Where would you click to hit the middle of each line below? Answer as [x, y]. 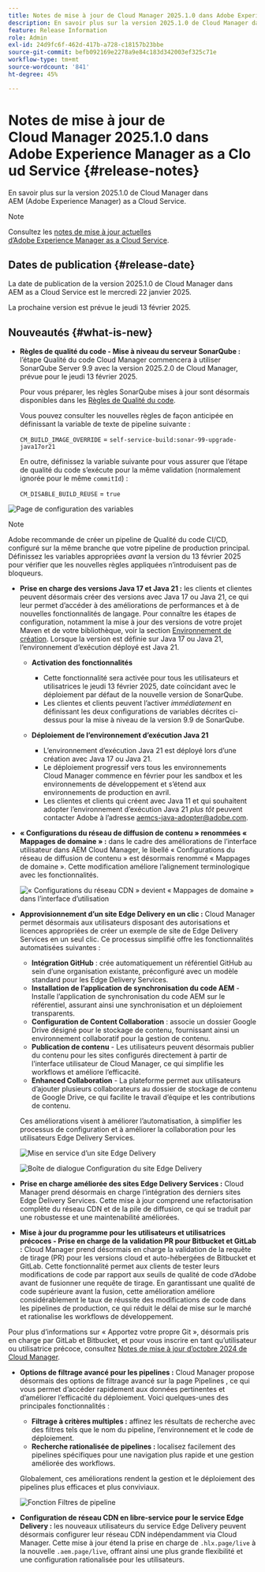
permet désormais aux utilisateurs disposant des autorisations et [125, 922]
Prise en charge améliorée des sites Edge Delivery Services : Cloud [132, 1184]
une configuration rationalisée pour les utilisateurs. [102, 1560]
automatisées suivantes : [60, 948]
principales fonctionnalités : [65, 1406]
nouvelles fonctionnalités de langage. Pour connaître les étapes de [128, 614]
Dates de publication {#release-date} [102, 264]
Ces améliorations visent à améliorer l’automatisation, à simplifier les [131, 1121]
